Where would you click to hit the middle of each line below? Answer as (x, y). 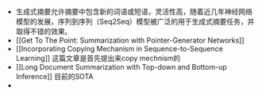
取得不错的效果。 (44, 31)
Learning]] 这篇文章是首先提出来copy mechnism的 (98, 58)
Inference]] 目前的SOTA (54, 76)
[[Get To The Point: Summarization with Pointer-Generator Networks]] (130, 40)
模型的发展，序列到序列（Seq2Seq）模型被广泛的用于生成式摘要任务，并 (135, 21)
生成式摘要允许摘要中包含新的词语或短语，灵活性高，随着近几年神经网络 (134, 11)
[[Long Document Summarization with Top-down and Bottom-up (121, 67)
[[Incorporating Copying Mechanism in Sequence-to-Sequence (119, 49)
